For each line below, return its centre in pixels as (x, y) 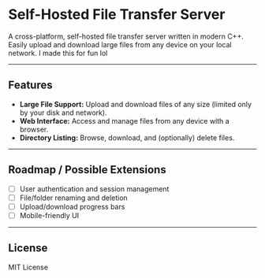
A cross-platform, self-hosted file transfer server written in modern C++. (126, 36)
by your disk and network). (63, 113)
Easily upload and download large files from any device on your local (120, 44)
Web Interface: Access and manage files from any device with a (125, 120)
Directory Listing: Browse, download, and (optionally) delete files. (127, 137)
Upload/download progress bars (72, 206)
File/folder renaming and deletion (73, 198)
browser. (34, 129)
